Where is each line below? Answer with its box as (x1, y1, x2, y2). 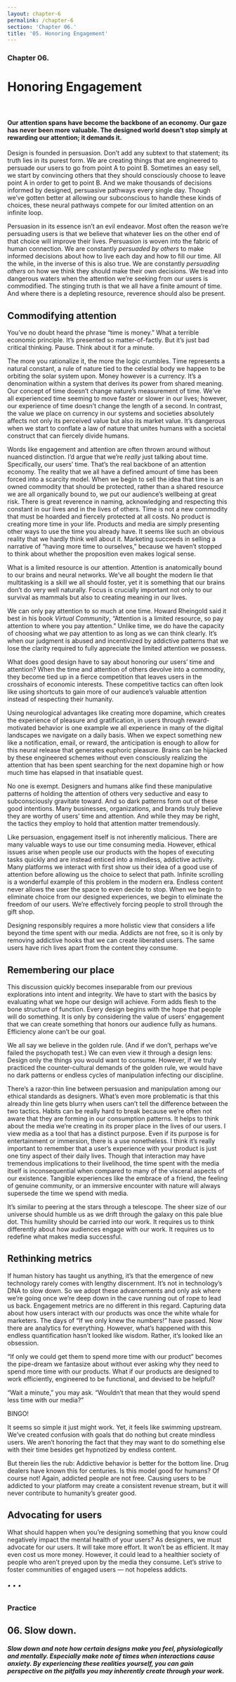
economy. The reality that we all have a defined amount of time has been (7, 468, 218, 476)
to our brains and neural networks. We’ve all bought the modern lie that (7, 571, 214, 580)
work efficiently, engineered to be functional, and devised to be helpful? (7, 1374, 216, 1383)
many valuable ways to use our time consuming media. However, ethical (7, 840, 216, 849)
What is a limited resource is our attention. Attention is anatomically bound (7, 563, 223, 572)
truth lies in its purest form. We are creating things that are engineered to (7, 156, 218, 165)
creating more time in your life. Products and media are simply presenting (7, 520, 220, 528)
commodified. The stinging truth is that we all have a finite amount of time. (7, 282, 223, 290)
